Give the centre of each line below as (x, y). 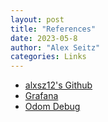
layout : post (37, 19)
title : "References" (53, 29)
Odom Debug (52, 107)
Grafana (41, 96)
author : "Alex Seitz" (55, 47)
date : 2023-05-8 (44, 38)
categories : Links (48, 57)
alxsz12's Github (58, 85)
